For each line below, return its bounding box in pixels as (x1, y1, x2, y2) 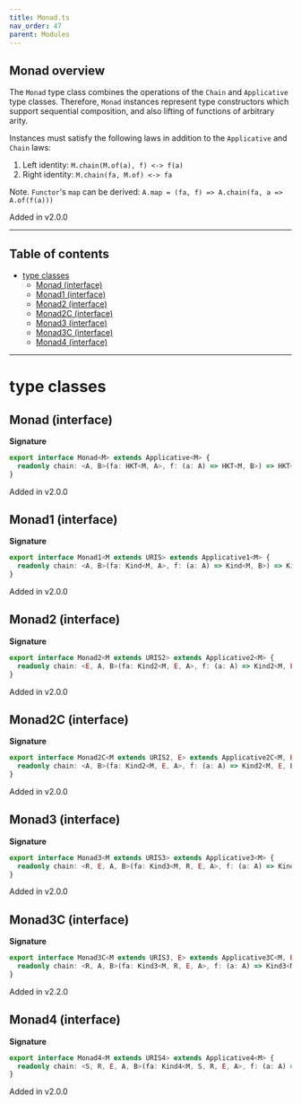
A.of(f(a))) (9, 196, 54, 205)
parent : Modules (9, 30, 70, 39)
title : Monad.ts (9, 13, 70, 22)
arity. (9, 116, 29, 126)
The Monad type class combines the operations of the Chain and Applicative (9, 87, 288, 98)
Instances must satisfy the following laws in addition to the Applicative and (9, 133, 288, 143)
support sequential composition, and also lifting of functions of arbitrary (9, 106, 275, 117)
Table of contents (9, 246, 109, 261)
